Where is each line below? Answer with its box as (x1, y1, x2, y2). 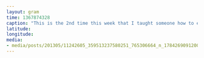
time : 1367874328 (6, 14, 50, 21)
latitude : (6, 25, 32, 32)
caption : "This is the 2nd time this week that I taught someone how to (6, 20, 194, 26)
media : (6, 37, 23, 43)
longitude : (6, 31, 34, 37)
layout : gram (6, 8, 39, 15)
